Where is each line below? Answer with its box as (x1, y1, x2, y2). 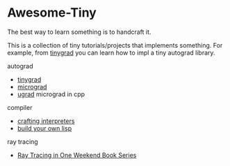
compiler (7, 103, 33, 111)
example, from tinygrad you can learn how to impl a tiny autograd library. (7, 48, 215, 57)
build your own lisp (17, 124, 72, 132)
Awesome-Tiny (7, 5, 97, 21)
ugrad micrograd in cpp (17, 90, 85, 98)
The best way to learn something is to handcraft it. (7, 28, 151, 36)
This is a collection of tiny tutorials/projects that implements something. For (7, 41, 223, 49)
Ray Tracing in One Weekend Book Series (17, 151, 137, 159)
